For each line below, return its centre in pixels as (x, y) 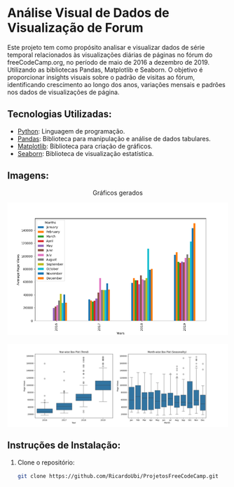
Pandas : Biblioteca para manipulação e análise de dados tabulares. (114, 138)
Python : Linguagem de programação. (71, 131)
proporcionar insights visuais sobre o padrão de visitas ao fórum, (101, 77)
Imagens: (28, 176)
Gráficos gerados (118, 193)
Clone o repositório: (46, 462)
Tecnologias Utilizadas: (60, 114)
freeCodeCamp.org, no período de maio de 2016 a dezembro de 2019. (109, 62)
